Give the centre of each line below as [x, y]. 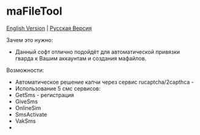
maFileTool [34, 11]
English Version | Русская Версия [49, 28]
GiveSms [27, 101]
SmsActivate [31, 114]
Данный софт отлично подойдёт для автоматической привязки [98, 52]
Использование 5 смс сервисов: [58, 88]
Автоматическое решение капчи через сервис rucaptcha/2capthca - [104, 82]
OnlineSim [28, 108]
